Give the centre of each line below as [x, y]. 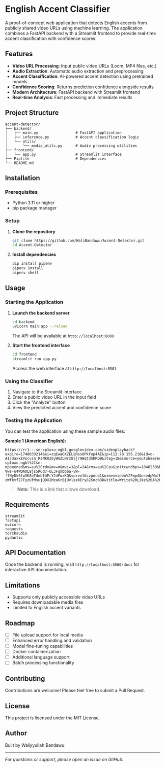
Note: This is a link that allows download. [59, 489]
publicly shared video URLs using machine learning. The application [74, 28]
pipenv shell [26, 273]
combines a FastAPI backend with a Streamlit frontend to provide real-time [81, 33]
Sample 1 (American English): [36, 441]
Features [19, 54]
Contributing [25, 679]
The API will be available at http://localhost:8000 [63, 336]
